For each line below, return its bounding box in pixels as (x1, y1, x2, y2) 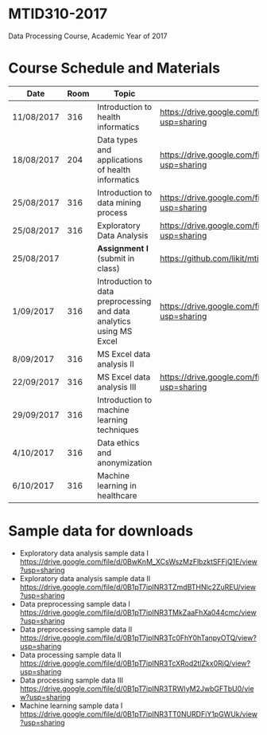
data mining (97, 197, 141, 208)
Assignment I (97, 242, 149, 254)
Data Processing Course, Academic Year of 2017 (8, 31, 168, 41)
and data (97, 305, 130, 316)
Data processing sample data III (19, 675, 124, 685)
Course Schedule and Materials (8, 59, 221, 77)
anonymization (97, 457, 153, 468)
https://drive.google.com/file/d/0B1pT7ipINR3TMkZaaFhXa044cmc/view (19, 607, 257, 617)
